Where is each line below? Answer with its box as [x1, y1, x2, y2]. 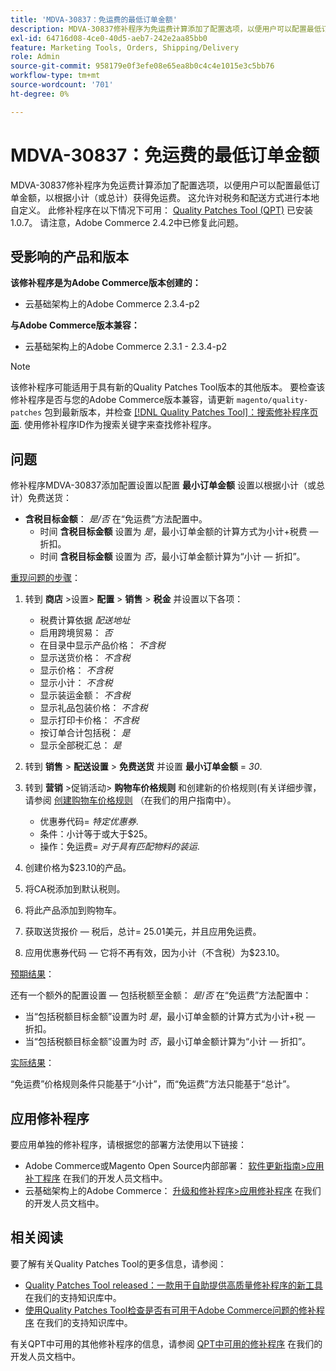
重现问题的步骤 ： [10, 572, 81, 584]
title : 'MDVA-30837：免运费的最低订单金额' [10, 14, 178, 25]
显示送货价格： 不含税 [39, 652, 131, 664]
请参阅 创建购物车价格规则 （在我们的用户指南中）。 [24, 794, 237, 806]
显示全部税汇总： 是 [39, 739, 122, 751]
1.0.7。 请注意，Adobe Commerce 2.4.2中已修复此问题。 [10, 216, 245, 228]
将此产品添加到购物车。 [24, 904, 122, 916]
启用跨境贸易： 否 [39, 627, 113, 639]
